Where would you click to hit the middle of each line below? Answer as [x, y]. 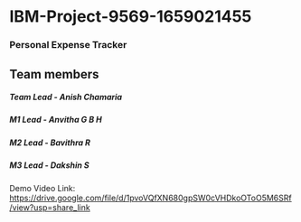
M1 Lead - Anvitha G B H [56, 120]
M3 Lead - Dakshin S [50, 165]
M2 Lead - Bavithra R [50, 143]
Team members [54, 74]
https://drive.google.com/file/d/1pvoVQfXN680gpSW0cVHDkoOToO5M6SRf [150, 198]
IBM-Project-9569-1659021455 [131, 17]
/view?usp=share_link [50, 207]
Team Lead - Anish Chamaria [66, 97]
